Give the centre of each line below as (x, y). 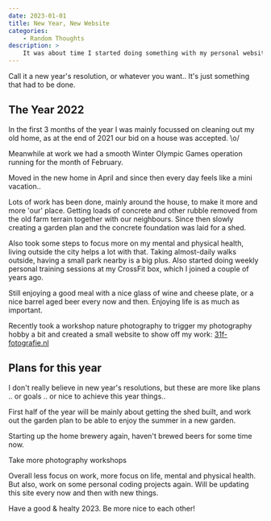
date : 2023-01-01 (38, 16)
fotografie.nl (29, 342)
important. (25, 310)
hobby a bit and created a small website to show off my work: (110, 334)
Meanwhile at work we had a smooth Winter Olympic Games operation (126, 153)
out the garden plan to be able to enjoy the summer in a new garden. (122, 420)
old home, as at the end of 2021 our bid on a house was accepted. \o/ (124, 138)
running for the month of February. (66, 162)
